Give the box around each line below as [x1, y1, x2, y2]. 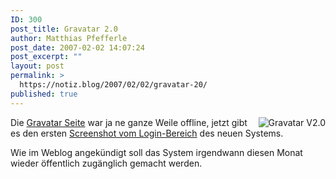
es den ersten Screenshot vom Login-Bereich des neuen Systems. [10, 127, 284, 139]
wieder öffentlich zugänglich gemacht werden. [10, 157, 203, 169]
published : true [10, 89, 78, 99]
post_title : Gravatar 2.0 [10, 24, 118, 34]
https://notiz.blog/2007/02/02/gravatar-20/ [19, 80, 208, 90]
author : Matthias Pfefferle [10, 33, 128, 43]
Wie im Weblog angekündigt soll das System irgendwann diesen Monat [10, 146, 303, 158]
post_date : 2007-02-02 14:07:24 [10, 42, 145, 53]
